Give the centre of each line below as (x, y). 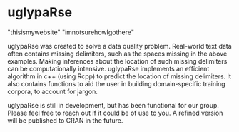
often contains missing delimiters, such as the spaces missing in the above (117, 54)
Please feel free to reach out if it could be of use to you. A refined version (115, 113)
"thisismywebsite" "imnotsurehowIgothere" (71, 32)
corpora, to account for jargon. (52, 91)
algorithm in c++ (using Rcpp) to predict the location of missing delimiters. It (119, 76)
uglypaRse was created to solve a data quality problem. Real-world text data (119, 46)
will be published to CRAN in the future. (65, 120)
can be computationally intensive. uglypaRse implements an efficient (108, 68)
